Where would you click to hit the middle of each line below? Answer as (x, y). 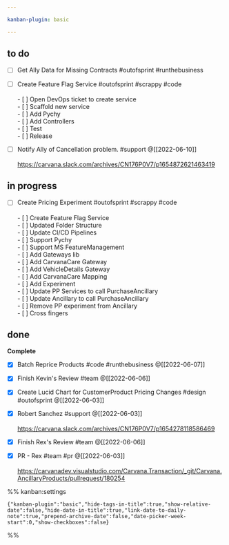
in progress (32, 186)
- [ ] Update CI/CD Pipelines (57, 232)
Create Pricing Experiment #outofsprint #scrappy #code (97, 202)
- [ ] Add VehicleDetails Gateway (63, 269)
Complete (22, 351)
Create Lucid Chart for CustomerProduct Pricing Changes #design (111, 392)
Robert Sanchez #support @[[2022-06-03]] (80, 413)
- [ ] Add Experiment (46, 284)
